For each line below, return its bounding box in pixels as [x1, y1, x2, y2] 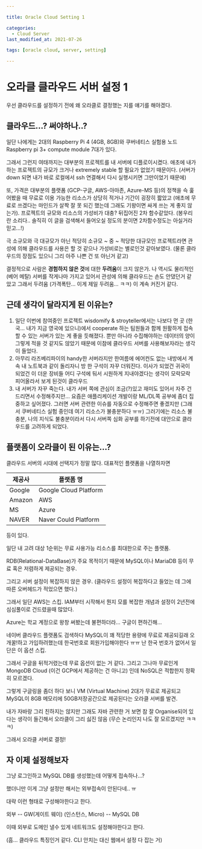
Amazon [9, 495, 33, 504]
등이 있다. [6, 532, 29, 539]
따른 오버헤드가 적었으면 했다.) [6, 585, 78, 593]
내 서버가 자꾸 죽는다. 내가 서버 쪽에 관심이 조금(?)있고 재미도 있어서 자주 [14, 385, 186, 392]
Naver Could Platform [38, 515, 99, 524]
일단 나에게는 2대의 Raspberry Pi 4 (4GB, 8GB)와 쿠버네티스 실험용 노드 [6, 138, 178, 145]
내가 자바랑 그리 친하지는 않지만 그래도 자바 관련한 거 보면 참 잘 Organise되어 [6, 707, 188, 715]
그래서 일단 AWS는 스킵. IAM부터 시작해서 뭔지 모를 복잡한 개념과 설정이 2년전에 [6, 598, 195, 605]
